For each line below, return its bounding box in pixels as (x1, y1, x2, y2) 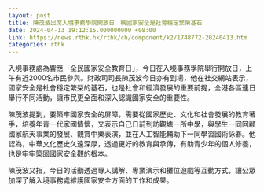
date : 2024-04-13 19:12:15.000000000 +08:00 (8, 26, 156, 34)
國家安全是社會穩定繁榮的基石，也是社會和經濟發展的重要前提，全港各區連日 (8, 83, 256, 93)
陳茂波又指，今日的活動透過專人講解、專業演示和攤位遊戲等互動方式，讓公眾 (8, 166, 256, 175)
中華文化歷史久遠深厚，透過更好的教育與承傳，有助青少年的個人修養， (28, 139, 256, 149)
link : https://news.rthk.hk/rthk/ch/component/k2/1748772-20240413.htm (8, 33, 247, 42)
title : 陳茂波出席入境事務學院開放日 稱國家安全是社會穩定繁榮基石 (8, 19, 203, 27)
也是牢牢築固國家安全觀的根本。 (8, 149, 112, 158)
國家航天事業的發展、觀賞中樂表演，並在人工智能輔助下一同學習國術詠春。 (8, 129, 249, 138)
